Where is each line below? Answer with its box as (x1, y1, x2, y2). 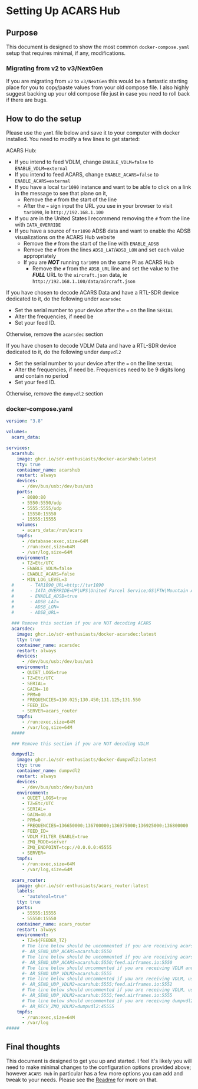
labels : (16, 888, 35, 894)
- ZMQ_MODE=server (21, 839, 67, 845)
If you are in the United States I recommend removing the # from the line (14, 215, 190, 222)
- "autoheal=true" (21, 894, 67, 900)
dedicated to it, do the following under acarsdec (6, 295, 121, 302)
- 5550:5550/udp (21, 500, 62, 506)
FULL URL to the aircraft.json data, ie (32, 272, 128, 279)
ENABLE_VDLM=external (14, 166, 68, 172)
